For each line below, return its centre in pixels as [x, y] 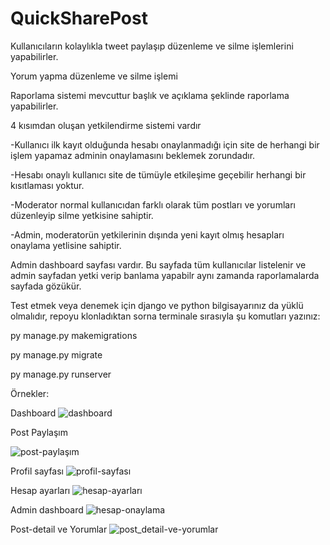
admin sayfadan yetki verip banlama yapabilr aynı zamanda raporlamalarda [165, 275]
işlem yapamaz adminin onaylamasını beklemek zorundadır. [133, 155]
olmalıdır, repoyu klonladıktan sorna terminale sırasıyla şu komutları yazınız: [165, 316]
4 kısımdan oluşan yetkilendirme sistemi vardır [106, 125]
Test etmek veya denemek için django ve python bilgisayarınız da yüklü [157, 305]
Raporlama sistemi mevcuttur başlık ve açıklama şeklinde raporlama [150, 95]
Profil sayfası [37, 471]
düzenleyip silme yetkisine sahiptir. [82, 215]
